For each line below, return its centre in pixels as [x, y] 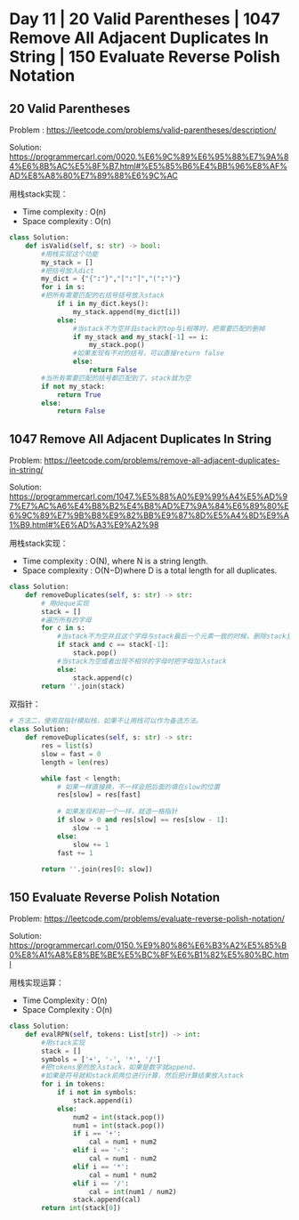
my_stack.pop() [117, 345]
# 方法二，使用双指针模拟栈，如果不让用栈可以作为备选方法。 [106, 721]
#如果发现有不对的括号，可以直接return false [148, 353]
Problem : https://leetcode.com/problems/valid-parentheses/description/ [143, 130]
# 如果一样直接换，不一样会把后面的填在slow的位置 [138, 787]
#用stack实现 [63, 1042]
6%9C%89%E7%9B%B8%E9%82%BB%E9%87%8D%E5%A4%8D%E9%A [149, 515]
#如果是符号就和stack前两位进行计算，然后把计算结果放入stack [143, 1076]
